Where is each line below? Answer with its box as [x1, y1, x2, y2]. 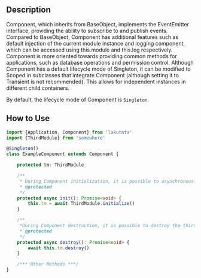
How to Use [6, 113, 50, 123]
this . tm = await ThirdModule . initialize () [28, 201, 135, 207]
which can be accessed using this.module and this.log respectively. [6, 46, 173, 53]
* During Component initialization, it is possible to [19, 178, 160, 185]
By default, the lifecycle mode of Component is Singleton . [6, 96, 150, 103]
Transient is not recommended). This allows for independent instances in [6, 78, 187, 85]
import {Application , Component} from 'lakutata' [6, 129, 133, 135]
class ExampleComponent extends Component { [6, 151, 119, 158]
